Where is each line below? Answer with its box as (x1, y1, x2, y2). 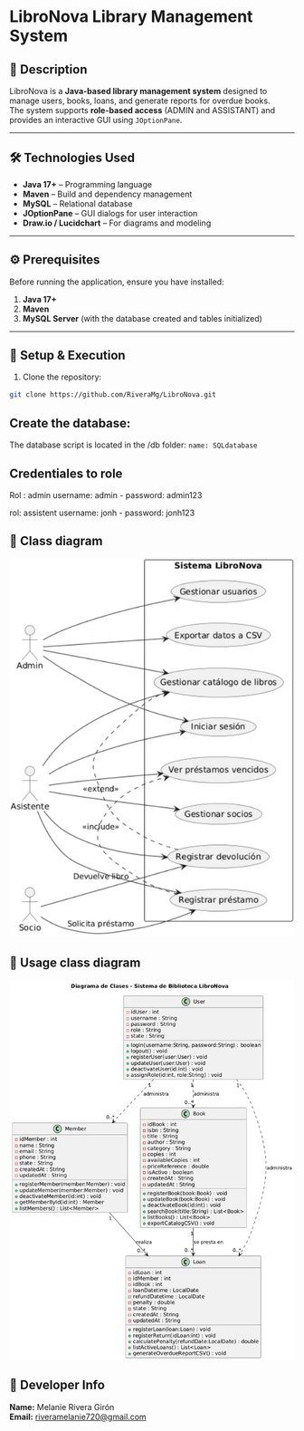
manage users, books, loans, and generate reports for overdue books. (9, 95, 271, 106)
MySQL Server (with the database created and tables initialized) (22, 312, 262, 323)
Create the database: (9, 415, 131, 431)
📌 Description (9, 62, 88, 77)
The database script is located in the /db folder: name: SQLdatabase (9, 439, 258, 450)
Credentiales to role (9, 466, 123, 481)
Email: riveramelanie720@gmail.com (9, 1411, 147, 1422)
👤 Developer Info (9, 1378, 106, 1393)
